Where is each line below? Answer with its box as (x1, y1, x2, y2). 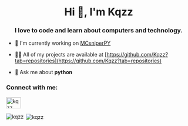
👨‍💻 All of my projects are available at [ (14, 51, 107, 58)
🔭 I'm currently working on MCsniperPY (14, 39, 111, 47)
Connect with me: (6, 84, 58, 92)
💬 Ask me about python (14, 69, 73, 76)
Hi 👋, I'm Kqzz (64, 5, 133, 19)
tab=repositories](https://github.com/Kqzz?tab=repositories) (14, 57, 162, 64)
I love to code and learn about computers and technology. (14, 26, 183, 35)
